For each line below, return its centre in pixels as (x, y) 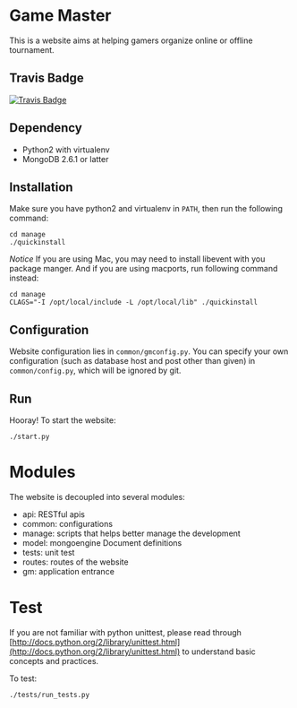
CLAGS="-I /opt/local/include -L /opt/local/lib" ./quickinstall (133, 302)
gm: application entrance (68, 571)
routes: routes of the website (75, 562)
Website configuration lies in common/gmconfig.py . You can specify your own (149, 351)
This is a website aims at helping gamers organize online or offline (131, 40)
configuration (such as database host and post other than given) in (132, 361)
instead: (24, 278)
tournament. (32, 49)
